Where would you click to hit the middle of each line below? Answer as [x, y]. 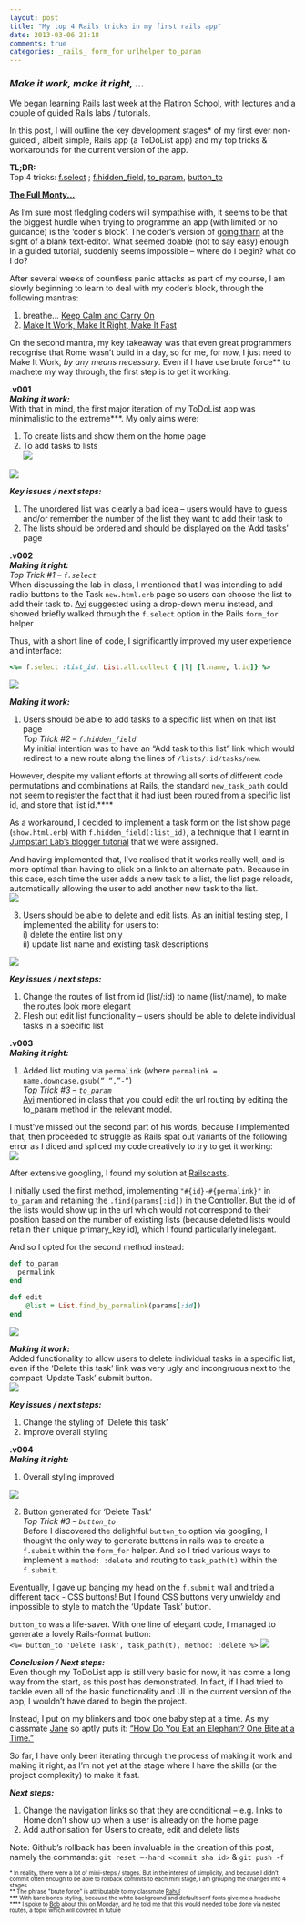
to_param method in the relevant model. [97, 1109]
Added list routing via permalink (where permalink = [120, 1071]
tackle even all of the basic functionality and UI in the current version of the [151, 1691]
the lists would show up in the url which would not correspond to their [140, 1210]
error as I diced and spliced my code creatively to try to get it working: [141, 1146]
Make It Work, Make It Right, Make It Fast [100, 325]
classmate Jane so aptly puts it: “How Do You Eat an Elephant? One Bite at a [152, 1728]
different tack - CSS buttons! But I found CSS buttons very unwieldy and [145, 1597]
